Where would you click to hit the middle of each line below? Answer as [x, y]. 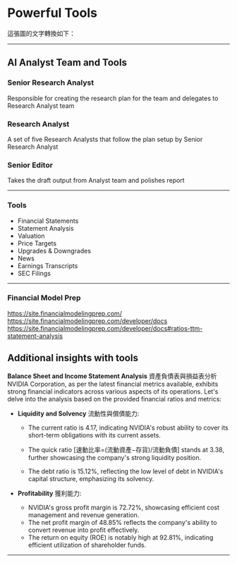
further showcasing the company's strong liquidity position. [115, 457]
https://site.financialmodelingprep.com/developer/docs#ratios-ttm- [105, 328]
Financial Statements [48, 221]
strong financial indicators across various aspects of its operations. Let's [113, 391]
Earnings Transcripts [48, 265]
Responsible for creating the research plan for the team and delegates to [113, 98]
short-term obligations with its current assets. [94, 435]
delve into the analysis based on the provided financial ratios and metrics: [115, 399]
